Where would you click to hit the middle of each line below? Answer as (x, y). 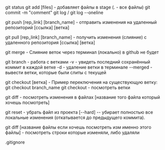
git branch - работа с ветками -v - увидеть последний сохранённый (78, 62)
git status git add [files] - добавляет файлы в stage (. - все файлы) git (78, 7)
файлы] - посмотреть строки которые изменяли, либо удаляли (72, 132)
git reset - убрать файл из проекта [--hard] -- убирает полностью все (79, 112)
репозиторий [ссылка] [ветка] (37, 27)
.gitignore (15, 142)
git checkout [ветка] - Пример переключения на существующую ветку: (81, 82)
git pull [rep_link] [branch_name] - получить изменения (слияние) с (76, 37)
